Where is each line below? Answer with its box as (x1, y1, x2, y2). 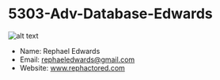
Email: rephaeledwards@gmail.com (19, 55, 135, 64)
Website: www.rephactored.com (19, 63, 125, 72)
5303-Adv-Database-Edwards (8, 5, 214, 23)
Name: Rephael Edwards (19, 46, 101, 55)
